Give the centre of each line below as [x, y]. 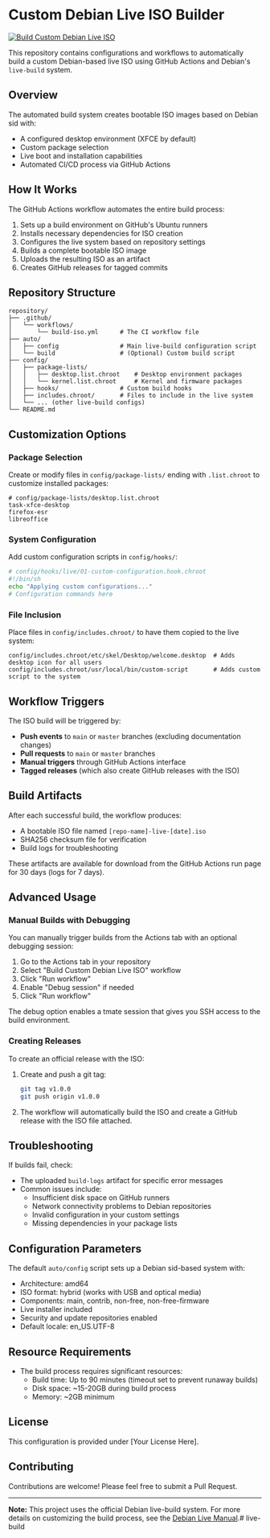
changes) [36, 744]
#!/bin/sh [25, 579]
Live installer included [56, 1309]
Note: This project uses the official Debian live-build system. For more [125, 1509]
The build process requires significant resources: [101, 1371]
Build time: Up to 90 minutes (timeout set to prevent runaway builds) [145, 1379]
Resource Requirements [70, 1352]
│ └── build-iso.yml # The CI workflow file [104, 332]
